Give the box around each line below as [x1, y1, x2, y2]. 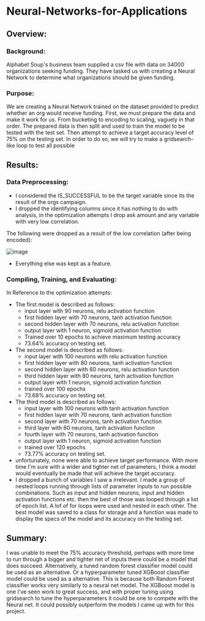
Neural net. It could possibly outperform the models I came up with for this [6, 601, 195, 608]
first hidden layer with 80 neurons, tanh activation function [24, 359, 173, 367]
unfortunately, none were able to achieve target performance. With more [15, 457, 198, 464]
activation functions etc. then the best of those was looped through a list [15, 496, 199, 503]
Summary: [6, 533, 47, 543]
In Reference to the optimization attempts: [6, 289, 112, 296]
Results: [6, 160, 39, 170]
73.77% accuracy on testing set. [24, 450, 106, 458]
